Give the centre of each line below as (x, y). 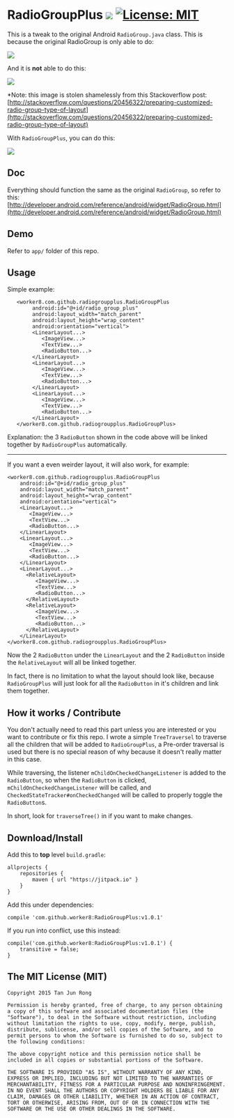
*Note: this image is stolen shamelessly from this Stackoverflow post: (107, 95)
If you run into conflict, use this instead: (64, 930)
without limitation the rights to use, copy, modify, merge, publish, (112, 1023)
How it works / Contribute (64, 712)
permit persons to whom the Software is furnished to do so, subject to (115, 1036)
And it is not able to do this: (47, 68)
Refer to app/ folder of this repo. (53, 250)
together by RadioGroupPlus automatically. (67, 445)
